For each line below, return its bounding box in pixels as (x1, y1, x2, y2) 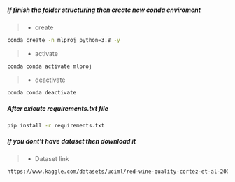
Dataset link (34, 155, 69, 163)
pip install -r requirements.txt (7, 122, 105, 129)
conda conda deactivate (7, 89, 77, 96)
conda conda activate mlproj (7, 63, 92, 70)
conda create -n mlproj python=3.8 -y (7, 36, 120, 43)
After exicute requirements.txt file (7, 104, 108, 113)
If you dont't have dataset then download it (7, 137, 136, 146)
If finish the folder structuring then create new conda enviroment (7, 6, 201, 14)
